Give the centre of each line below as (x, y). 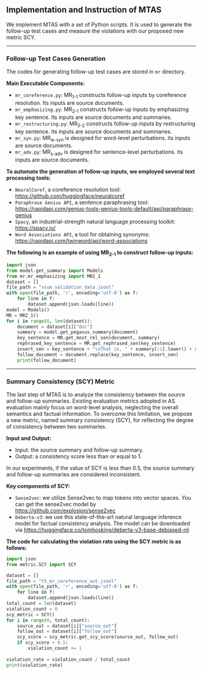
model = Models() (28, 310)
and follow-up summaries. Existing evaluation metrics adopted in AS (91, 401)
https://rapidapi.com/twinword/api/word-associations (81, 241)
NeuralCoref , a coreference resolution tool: (68, 190)
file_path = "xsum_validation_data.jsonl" (60, 288)
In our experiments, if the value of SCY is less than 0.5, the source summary (100, 468)
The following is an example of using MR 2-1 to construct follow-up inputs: (100, 253)
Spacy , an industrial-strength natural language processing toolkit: (95, 222)
